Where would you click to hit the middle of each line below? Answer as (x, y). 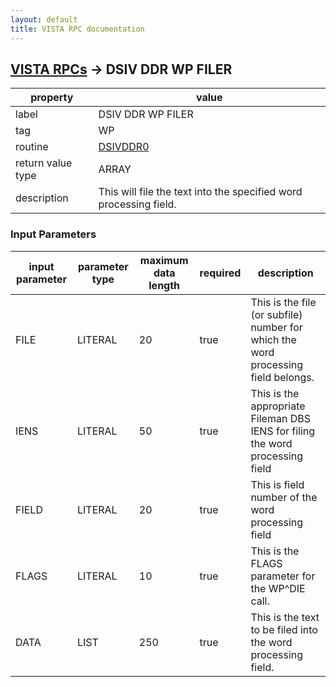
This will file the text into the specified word (200, 192)
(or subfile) (276, 314)
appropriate (278, 406)
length (164, 285)
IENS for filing (283, 431)
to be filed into (284, 629)
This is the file (283, 302)
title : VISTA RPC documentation (77, 29)
